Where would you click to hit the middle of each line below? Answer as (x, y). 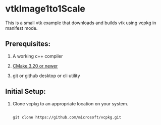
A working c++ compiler (38, 56)
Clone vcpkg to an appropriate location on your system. (70, 103)
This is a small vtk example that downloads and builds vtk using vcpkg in (81, 23)
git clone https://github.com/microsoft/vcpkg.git (67, 117)
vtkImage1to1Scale (45, 9)
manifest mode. (21, 28)
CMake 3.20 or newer (35, 66)
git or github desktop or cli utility (46, 76)
